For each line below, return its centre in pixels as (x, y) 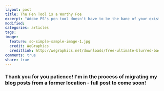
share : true (17, 60)
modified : (15, 23)
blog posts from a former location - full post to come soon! (76, 83)
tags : (10, 32)
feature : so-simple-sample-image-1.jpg (50, 42)
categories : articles (27, 28)
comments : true (20, 55)
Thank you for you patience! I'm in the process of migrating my (81, 77)
